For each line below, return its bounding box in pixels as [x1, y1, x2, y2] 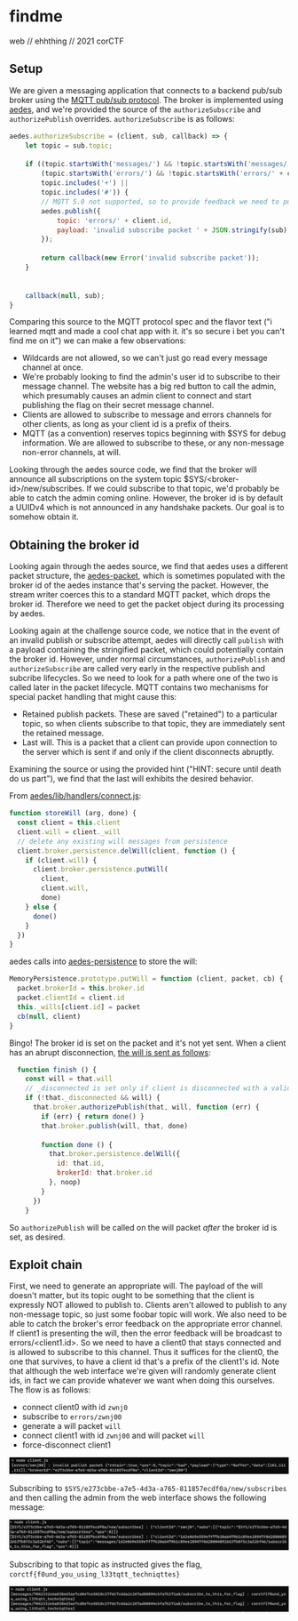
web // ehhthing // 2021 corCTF [9, 36, 124, 46]
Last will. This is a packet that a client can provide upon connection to [21, 737, 278, 748]
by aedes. [9, 608, 46, 619]
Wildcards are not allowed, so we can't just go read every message [21, 353, 268, 364]
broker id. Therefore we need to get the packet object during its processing [9, 598, 285, 610]
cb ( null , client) [17, 1012, 82, 1021]
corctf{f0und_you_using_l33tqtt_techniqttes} [9, 1569, 180, 1579]
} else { [25, 903, 58, 911]
